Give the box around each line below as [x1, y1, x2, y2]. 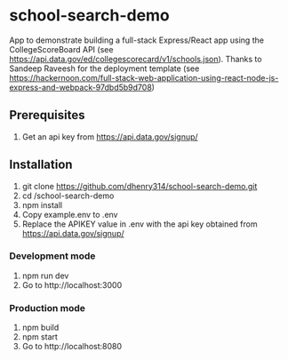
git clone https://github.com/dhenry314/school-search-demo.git [21, 180, 258, 191]
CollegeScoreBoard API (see [9, 44, 114, 54]
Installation [9, 157, 73, 172]
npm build [21, 322, 60, 333]
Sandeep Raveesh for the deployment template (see [9, 63, 200, 74]
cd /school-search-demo [21, 190, 115, 201]
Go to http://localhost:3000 [21, 279, 123, 290]
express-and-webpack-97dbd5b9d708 [9, 82, 153, 92]
